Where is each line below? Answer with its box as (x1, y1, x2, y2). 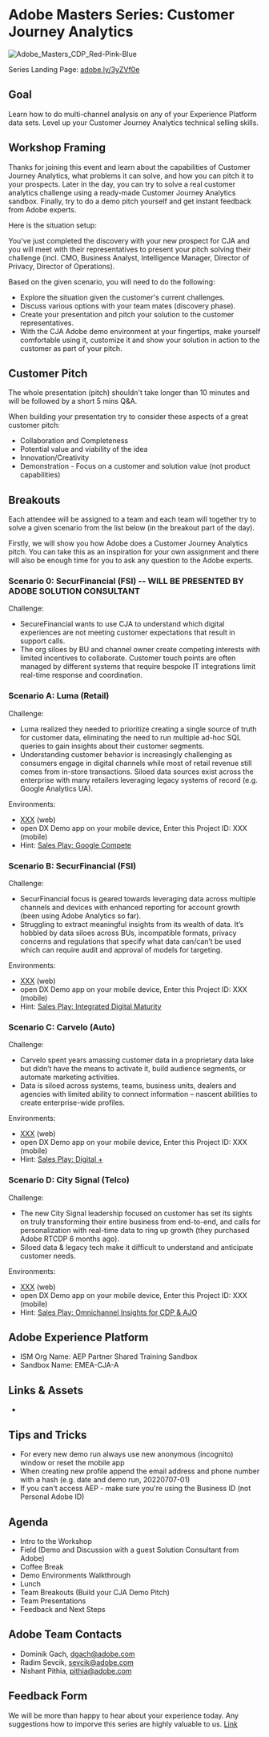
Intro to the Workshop (19, 1536, 92, 1546)
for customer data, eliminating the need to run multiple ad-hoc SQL (19, 732, 242, 742)
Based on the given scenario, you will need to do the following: (8, 276, 215, 286)
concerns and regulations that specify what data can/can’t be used (19, 937, 242, 946)
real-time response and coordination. (19, 671, 143, 680)
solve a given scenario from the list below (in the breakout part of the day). (8, 523, 255, 533)
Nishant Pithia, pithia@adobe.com (19, 1666, 132, 1675)
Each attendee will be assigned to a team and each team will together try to (8, 514, 257, 524)
